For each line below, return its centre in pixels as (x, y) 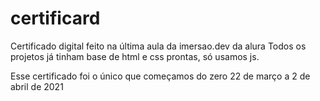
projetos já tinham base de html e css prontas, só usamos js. (135, 56)
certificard (55, 18)
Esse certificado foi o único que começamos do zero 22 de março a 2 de (160, 76)
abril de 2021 (37, 86)
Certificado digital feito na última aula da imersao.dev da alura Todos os (158, 46)
